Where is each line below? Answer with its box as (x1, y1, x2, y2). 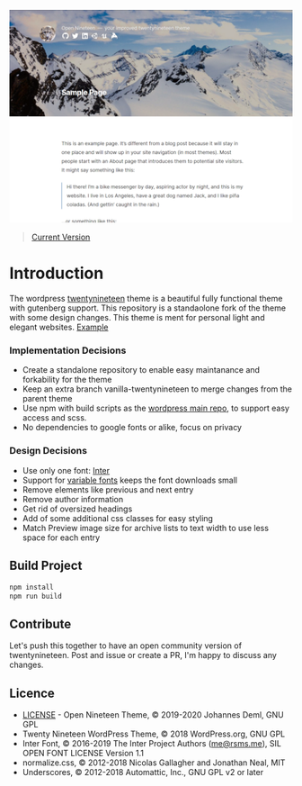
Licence (9, 685, 56, 700)
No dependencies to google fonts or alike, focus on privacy (22, 422, 243, 433)
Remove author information (22, 493, 124, 504)
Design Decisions (9, 445, 88, 457)
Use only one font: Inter (22, 465, 111, 475)
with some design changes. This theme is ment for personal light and (9, 312, 265, 322)
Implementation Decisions (9, 344, 127, 357)
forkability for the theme (22, 375, 112, 385)
